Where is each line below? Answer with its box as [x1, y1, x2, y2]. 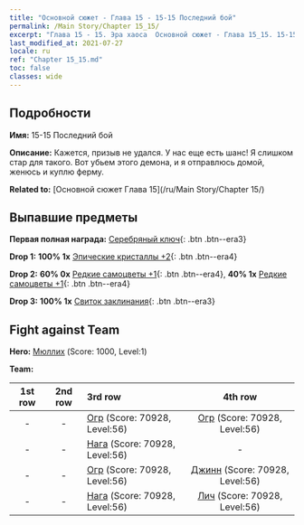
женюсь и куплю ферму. [9, 166, 104, 177]
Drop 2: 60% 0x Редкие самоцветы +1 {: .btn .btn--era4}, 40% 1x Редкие [9, 268, 288, 280]
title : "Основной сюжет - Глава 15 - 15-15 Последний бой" [9, 13, 237, 23]
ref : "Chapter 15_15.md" [9, 55, 103, 64]
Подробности [9, 106, 91, 121]
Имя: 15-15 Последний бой [9, 129, 113, 140]
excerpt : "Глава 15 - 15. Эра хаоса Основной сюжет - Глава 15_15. [9, 30, 273, 39]
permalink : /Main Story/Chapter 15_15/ [9, 22, 160, 31]
